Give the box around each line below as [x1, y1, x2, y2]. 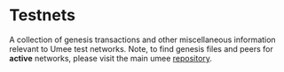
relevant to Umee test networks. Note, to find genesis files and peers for [9, 43, 273, 54]
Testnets [9, 5, 75, 25]
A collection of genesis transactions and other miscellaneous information [9, 34, 277, 45]
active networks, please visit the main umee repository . [9, 53, 213, 63]
